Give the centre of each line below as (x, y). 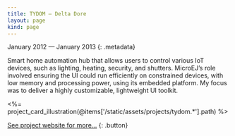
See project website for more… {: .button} (68, 125)
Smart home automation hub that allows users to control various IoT (106, 61)
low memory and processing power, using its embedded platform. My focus (117, 83)
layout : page (26, 20)
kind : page (23, 27)
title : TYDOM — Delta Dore (47, 14)
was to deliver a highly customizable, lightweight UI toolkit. (93, 91)
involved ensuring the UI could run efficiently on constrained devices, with (115, 75)
